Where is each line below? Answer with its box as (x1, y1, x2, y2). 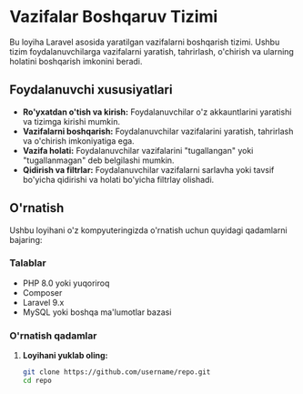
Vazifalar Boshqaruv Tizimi (9, 6, 218, 27)
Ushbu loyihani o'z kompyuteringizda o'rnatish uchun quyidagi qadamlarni (9, 225, 288, 236)
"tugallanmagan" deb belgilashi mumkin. (22, 155, 175, 166)
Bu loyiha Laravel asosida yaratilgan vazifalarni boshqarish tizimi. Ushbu (9, 36, 280, 47)
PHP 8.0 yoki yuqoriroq (22, 278, 110, 288)
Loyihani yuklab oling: (22, 350, 108, 361)
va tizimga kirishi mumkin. (22, 116, 121, 126)
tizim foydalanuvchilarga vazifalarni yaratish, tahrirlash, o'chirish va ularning (9, 45, 294, 56)
